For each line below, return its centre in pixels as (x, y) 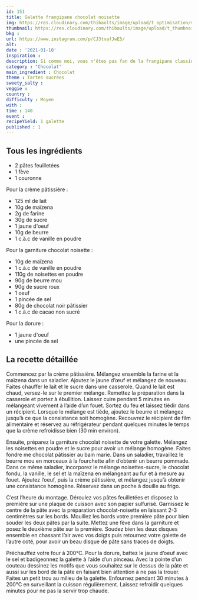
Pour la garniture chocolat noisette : (49, 250)
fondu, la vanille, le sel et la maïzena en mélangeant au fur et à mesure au (95, 473)
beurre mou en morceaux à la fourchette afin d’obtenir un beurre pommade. (98, 461)
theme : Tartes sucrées (35, 78)
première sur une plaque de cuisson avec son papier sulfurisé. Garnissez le (98, 504)
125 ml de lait (31, 201)
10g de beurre (32, 232)
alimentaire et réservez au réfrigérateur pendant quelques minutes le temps (98, 424)
